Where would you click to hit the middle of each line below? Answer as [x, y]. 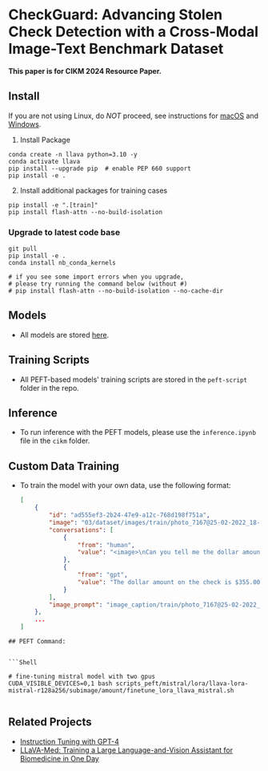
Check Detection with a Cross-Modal [133, 32]
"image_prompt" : [76, 605]
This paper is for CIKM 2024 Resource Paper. [85, 71]
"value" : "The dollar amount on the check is [154, 582]
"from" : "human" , [106, 545]
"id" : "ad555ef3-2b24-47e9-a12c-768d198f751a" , [130, 515]
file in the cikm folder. [55, 441]
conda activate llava [44, 161]
